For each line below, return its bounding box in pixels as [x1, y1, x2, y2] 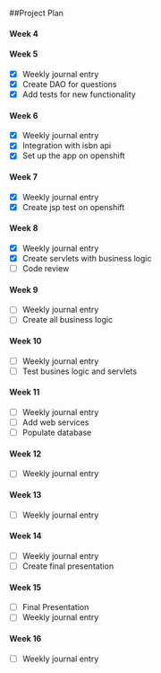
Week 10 [9, 336, 42, 347]
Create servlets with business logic [21, 252, 152, 263]
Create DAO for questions [21, 78, 117, 89]
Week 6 [9, 110, 38, 120]
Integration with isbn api [21, 140, 112, 151]
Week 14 [9, 530, 42, 542]
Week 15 [9, 581, 42, 592]
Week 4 [9, 28, 38, 39]
